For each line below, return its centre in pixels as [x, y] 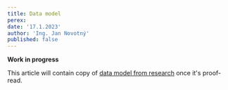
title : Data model [34, 14]
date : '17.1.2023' [34, 27]
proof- [212, 73]
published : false [33, 40]
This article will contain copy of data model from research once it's [104, 73]
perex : [17, 20]
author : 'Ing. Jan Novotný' [49, 33]
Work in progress [33, 59]
